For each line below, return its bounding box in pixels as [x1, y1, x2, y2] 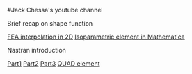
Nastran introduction [7, 46, 66, 54]
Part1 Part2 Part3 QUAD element [7, 59, 100, 68]
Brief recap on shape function [7, 19, 93, 27]
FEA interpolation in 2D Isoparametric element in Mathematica [7, 33, 186, 41]
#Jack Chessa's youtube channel [7, 6, 103, 14]
